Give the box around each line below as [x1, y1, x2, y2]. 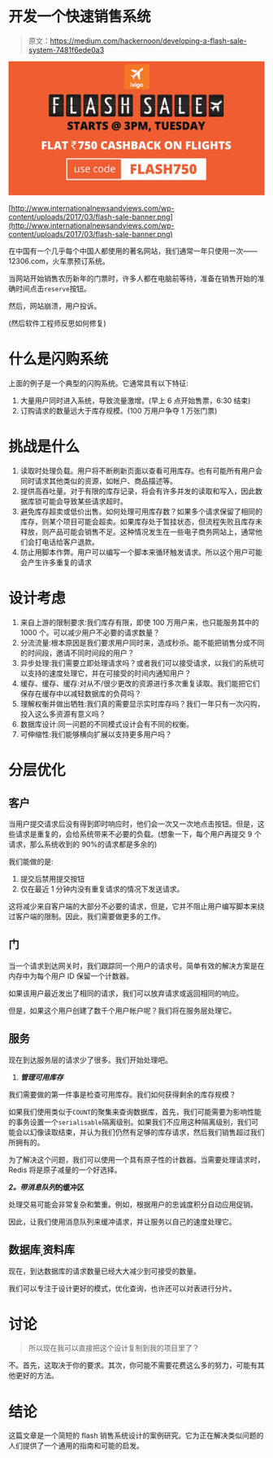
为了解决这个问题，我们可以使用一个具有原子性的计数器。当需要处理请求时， [8, 1154, 265, 1164]
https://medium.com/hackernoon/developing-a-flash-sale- [50, 36, 247, 46]
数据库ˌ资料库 [8, 1243, 76, 1257]
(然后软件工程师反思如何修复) [8, 318, 107, 328]
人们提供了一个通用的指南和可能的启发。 [8, 1441, 144, 1451]
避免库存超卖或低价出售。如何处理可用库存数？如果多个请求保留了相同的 [19, 506, 262, 517]
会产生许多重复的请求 [19, 558, 92, 567]
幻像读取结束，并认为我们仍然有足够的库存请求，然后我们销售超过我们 [29, 1127, 265, 1136]
